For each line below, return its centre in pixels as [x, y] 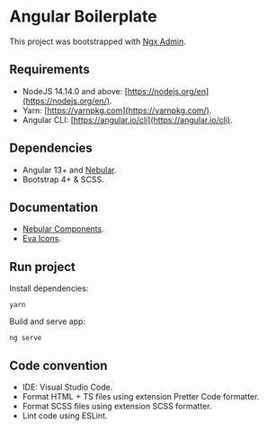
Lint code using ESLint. [65, 416]
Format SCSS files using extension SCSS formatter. [117, 406]
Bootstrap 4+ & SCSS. [63, 179]
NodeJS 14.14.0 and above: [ [75, 91]
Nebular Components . [63, 229]
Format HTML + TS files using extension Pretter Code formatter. [141, 396]
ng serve [26, 338]
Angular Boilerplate [83, 17]
